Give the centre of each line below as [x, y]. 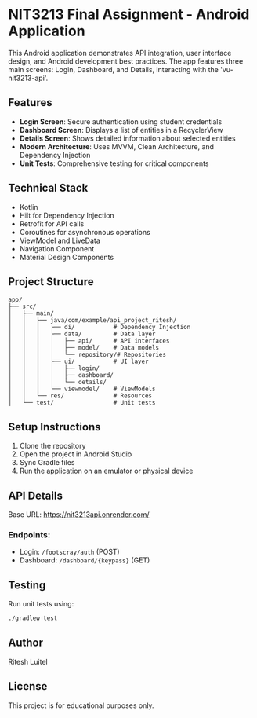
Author [25, 643]
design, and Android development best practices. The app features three [126, 61]
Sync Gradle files [47, 463]
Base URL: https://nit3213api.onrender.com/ [79, 515]
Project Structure [51, 282]
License [28, 686]
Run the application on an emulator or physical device [106, 471]
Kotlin [29, 207]
